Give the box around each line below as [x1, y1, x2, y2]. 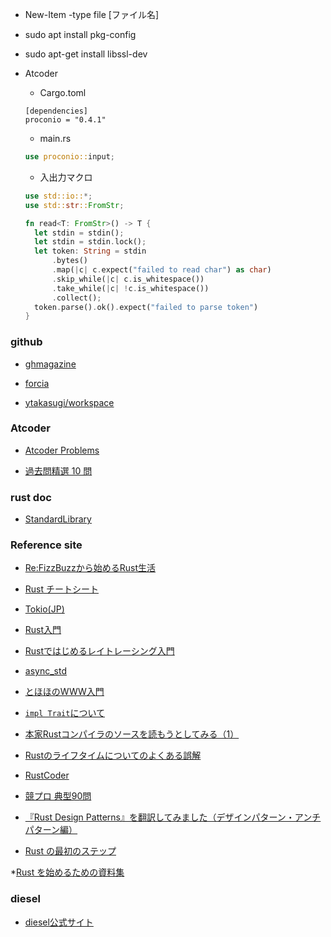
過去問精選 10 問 [24, 464, 93, 477]
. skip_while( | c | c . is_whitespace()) [51, 274, 205, 284]
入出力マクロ [39, 171, 93, 183]
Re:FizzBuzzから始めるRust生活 [24, 562, 157, 574]
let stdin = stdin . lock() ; [34, 237, 147, 247]
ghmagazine [24, 358, 77, 370]
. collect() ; [51, 293, 102, 303]
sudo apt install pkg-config [24, 29, 137, 40]
